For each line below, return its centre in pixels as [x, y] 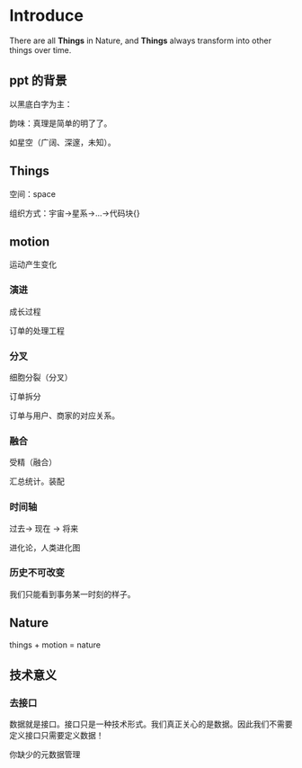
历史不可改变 [37, 573]
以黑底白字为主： [41, 103]
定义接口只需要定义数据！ [57, 736]
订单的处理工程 [37, 330]
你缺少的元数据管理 [45, 755]
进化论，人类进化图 [45, 547]
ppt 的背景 [38, 80]
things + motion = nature [55, 645]
